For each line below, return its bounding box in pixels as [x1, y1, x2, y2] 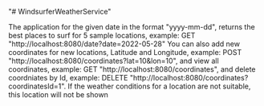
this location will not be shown [8, 90, 108, 99]
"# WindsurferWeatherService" [8, 7, 112, 16]
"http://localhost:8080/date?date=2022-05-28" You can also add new [8, 39, 241, 49]
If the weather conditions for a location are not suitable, [67, 81, 251, 91]
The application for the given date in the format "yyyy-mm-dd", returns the [8, 22, 255, 31]
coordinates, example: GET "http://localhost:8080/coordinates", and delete [8, 65, 256, 74]
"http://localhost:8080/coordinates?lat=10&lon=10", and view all [8, 56, 219, 65]
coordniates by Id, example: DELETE [8, 73, 128, 82]
